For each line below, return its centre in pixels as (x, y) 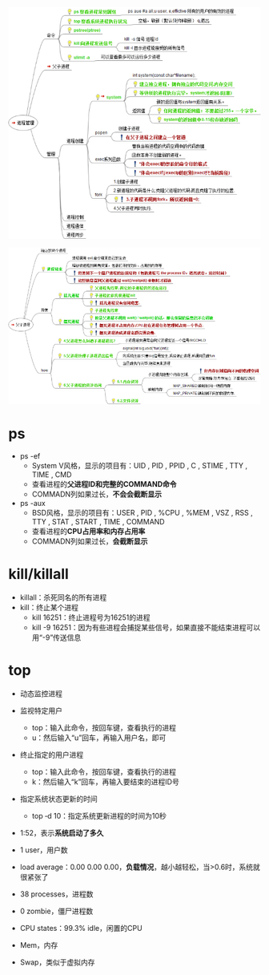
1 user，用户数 (44, 850)
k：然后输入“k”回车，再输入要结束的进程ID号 (106, 782)
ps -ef (30, 456)
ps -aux (32, 504)
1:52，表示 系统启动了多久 (62, 833)
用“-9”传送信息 (56, 637)
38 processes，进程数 (56, 894)
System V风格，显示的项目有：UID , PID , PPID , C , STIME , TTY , (140, 466)
